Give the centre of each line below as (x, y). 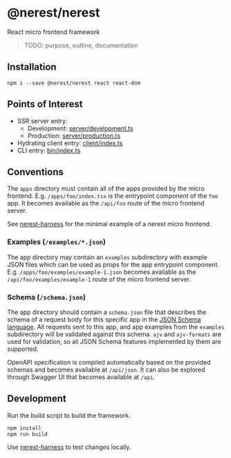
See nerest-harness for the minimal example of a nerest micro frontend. (109, 224)
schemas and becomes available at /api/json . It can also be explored (106, 369)
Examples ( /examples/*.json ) (56, 242)
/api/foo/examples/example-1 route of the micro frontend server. (99, 279)
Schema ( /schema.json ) (47, 297)
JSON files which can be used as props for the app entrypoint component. (113, 264)
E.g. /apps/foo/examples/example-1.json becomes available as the (102, 272)
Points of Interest (45, 104)
